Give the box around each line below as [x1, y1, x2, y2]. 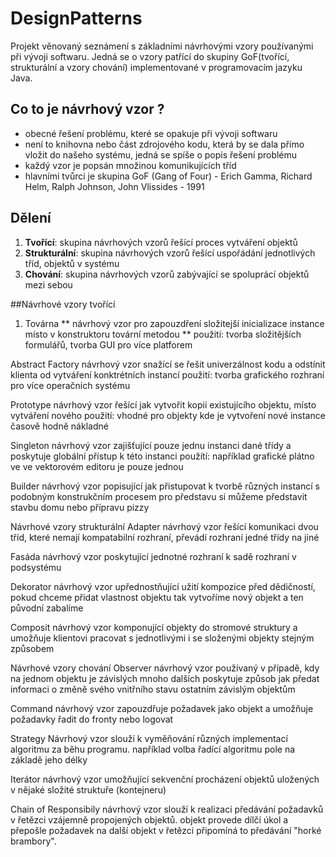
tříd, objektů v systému [24, 257, 120, 269]
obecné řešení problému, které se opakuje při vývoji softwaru [24, 127, 278, 139]
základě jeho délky [10, 753, 88, 766]
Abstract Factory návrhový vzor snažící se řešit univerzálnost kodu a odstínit [10, 358, 326, 370]
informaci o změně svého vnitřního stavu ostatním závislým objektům [10, 683, 296, 695]
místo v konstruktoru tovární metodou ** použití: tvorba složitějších [24, 328, 302, 340]
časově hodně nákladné [10, 420, 109, 432]
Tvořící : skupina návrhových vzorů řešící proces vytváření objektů [24, 236, 298, 248]
